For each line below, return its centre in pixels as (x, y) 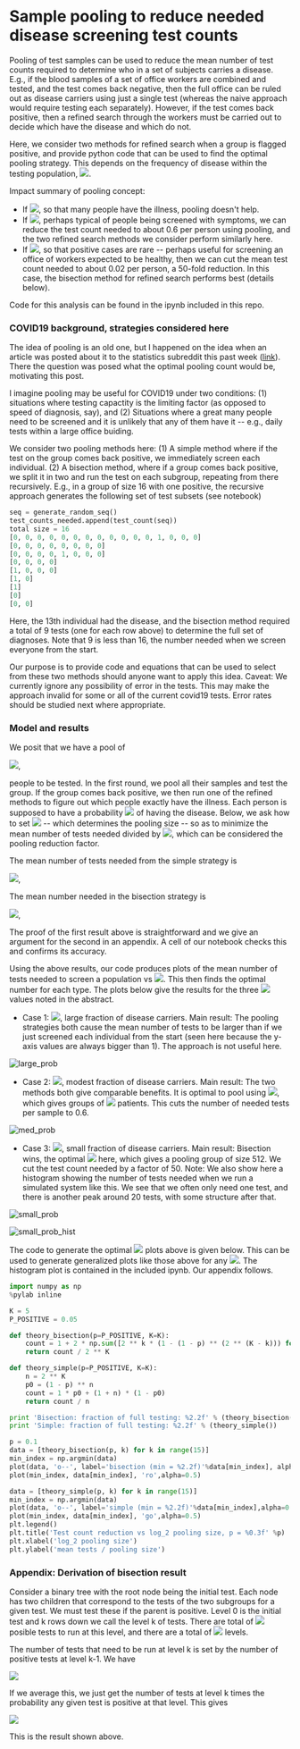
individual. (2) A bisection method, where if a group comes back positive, (144, 467)
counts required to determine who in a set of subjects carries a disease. (142, 70)
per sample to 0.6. (55, 1113)
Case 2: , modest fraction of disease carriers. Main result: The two (149, 1082)
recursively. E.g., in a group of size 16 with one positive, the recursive (137, 487)
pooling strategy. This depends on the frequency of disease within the (138, 163)
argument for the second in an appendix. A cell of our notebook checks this (148, 942)
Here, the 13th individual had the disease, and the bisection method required (150, 621)
